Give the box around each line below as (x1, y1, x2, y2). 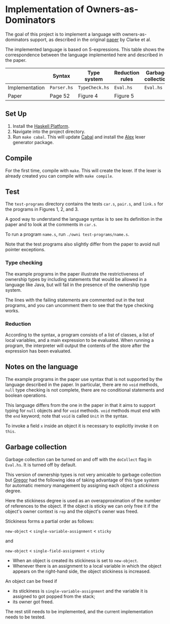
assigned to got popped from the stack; (12, 593, 95, 599)
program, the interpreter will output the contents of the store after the (5, 342, 150, 349)
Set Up (5, 110, 27, 118)
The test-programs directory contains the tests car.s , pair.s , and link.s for (5, 201, 163, 207)
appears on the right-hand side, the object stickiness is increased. (12, 568, 151, 574)
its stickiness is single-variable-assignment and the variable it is (12, 587, 148, 594)
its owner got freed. (12, 599, 54, 605)
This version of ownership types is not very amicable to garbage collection (5, 471, 161, 477)
